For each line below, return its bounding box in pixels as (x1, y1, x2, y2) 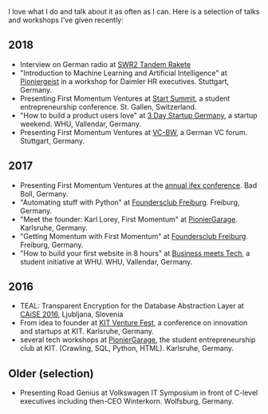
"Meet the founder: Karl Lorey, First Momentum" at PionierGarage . (19, 214, 238, 224)
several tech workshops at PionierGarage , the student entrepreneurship (19, 335, 256, 344)
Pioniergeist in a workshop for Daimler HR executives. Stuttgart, (19, 76, 230, 86)
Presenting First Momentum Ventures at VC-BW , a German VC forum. (19, 127, 248, 137)
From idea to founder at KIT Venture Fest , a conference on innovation (19, 318, 248, 328)
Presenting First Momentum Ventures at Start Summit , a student (19, 94, 231, 103)
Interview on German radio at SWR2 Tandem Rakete (19, 59, 191, 69)
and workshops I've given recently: (8, 15, 124, 25)
